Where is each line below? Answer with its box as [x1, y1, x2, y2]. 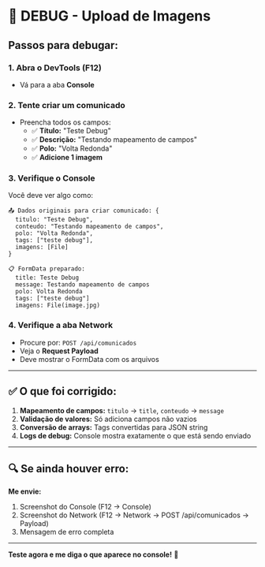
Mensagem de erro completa [19, 528, 114, 537]
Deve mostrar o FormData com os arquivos [19, 354, 159, 364]
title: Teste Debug [15, 274, 80, 282]
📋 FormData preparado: [8, 265, 85, 273]
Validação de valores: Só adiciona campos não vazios [19, 414, 197, 423]
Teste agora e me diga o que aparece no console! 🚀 [8, 550, 179, 559]
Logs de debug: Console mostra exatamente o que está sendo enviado [19, 431, 252, 440]
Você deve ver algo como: [8, 191, 93, 200]
